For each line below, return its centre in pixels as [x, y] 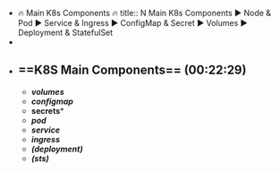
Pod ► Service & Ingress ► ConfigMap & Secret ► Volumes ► [132, 23]
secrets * [47, 110]
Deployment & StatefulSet [65, 32]
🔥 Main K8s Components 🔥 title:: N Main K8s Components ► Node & [144, 13]
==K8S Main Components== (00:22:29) [132, 70]
